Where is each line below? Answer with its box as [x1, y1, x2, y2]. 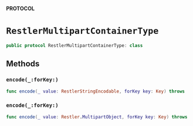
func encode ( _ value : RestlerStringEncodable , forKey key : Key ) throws [6, 88, 185, 94]
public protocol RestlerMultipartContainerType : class [6, 42, 143, 49]
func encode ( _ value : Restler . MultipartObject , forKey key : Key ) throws [6, 114, 188, 120]
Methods [6, 59, 40, 69]
